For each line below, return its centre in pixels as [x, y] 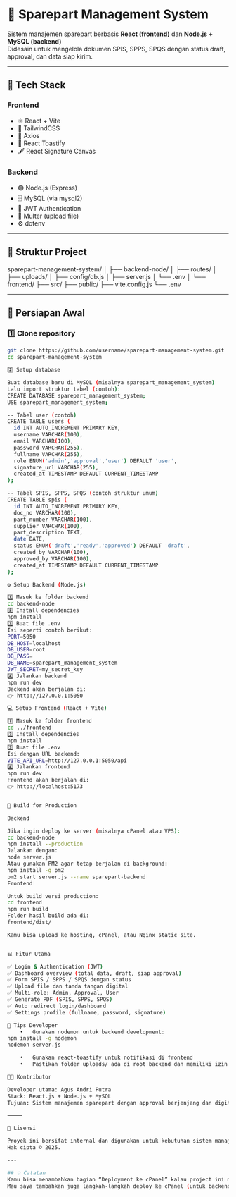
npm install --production [45, 844]
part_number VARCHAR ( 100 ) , [53, 520]
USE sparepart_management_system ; [58, 402]
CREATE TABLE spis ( [38, 500]
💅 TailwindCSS [39, 128]
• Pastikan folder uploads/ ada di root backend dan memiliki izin [124, 1064]
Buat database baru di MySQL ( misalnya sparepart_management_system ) [111, 383]
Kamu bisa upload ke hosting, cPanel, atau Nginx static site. [102, 935]
